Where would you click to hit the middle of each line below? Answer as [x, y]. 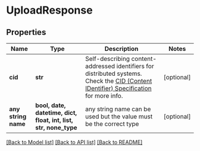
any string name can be [118, 109]
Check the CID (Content [119, 81]
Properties [26, 32]
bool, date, [51, 105]
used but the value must [119, 116]
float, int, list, [54, 120]
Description [121, 49]
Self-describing [107, 59]
